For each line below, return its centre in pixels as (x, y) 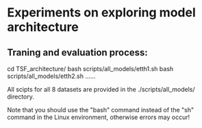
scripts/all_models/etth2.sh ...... (51, 76)
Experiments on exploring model (102, 13)
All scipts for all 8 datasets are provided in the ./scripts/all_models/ (101, 89)
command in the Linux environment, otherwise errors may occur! (99, 117)
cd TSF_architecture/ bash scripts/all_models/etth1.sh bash (90, 69)
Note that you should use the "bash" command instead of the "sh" (101, 110)
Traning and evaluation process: (78, 52)
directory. (21, 97)
